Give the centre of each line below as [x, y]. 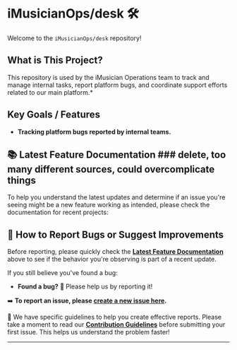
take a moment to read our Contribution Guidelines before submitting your [116, 325]
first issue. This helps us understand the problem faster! [89, 332]
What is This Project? [55, 60]
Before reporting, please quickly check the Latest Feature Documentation [115, 252]
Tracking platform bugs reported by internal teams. [94, 132]
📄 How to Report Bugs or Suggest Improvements [116, 234]
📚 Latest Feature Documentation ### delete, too [117, 154]
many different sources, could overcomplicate [111, 169]
